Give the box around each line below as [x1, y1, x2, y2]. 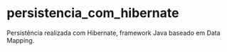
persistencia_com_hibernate [6, 5, 179, 21]
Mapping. [6, 36, 35, 44]
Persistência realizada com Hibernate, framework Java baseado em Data [6, 28, 221, 37]
